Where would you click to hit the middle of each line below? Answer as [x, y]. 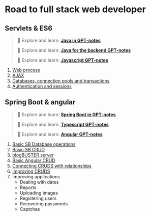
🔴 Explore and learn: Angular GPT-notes [60, 134]
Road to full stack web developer [75, 9]
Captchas [30, 209]
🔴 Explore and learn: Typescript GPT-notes [63, 124]
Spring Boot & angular [40, 102]
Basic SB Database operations [44, 144]
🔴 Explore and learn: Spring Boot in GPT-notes [66, 114]
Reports [28, 187]
